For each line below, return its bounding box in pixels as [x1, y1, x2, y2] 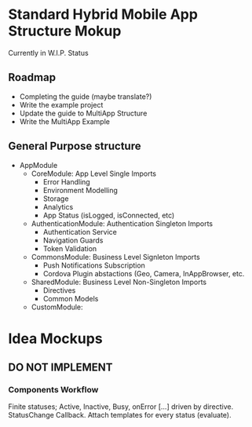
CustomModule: [31, 302, 84, 312]
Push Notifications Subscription [42, 261, 145, 270]
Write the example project [19, 100, 104, 109]
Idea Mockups [8, 330, 104, 347]
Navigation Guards [42, 235, 104, 245]
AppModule [19, 160, 58, 170]
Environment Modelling [42, 185, 118, 195]
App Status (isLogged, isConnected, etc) [42, 210, 175, 220]
